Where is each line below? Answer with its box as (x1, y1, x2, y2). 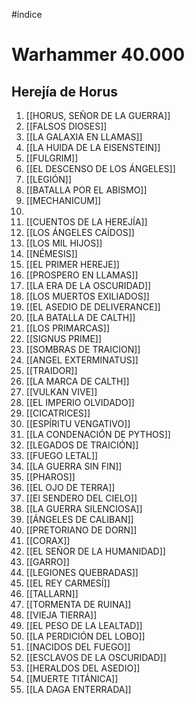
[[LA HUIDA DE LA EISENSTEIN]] (25, 142, 161, 153)
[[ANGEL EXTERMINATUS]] (25, 354, 139, 366)
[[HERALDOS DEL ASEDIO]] (25, 662, 141, 674)
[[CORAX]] (25, 535, 71, 546)
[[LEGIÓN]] (25, 174, 73, 185)
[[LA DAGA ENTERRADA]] (25, 684, 132, 695)
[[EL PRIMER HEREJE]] (25, 259, 120, 270)
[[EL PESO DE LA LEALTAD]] (25, 620, 143, 631)
